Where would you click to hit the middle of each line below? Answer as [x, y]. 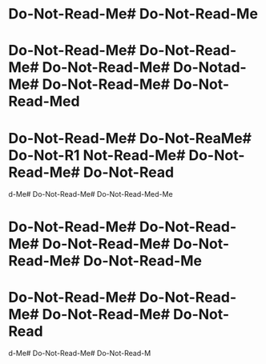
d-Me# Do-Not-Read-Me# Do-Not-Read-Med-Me [91, 194]
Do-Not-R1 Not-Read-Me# [97, 155]
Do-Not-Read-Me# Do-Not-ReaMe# [130, 138]
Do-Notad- [210, 68]
